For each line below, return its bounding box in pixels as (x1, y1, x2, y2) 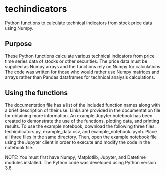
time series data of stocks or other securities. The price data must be (5, 58, 148, 64)
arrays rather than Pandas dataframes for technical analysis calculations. (5, 74, 156, 80)
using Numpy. (5, 25, 34, 31)
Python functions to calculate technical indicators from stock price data (5, 20, 152, 26)
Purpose (5, 40, 32, 48)
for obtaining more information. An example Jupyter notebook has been (5, 112, 153, 118)
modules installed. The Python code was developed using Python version (5, 159, 156, 165)
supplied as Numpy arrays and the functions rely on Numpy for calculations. (5, 63, 162, 69)
